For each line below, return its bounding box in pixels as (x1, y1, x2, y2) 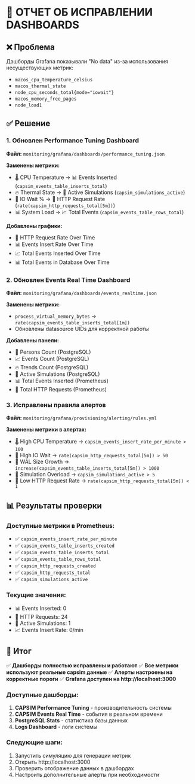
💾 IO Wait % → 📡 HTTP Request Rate (14, 195, 106, 202)
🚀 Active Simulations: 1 (14, 619, 71, 627)
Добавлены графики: (6, 222, 63, 229)
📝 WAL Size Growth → (14, 458, 70, 466)
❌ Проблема (6, 42, 55, 52)
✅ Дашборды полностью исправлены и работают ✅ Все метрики (6, 662, 179, 669)
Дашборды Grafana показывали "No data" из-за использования (6, 58, 169, 65)
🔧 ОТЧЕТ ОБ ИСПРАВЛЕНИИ (6, 5, 153, 19)
